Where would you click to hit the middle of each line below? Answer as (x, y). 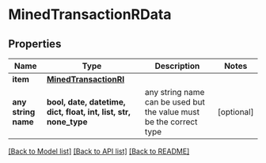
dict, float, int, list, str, (88, 112)
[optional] (236, 112)
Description (177, 66)
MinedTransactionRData (90, 15)
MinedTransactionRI (85, 79)
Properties (35, 44)
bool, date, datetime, (86, 102)
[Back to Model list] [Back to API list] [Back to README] (99, 151)
